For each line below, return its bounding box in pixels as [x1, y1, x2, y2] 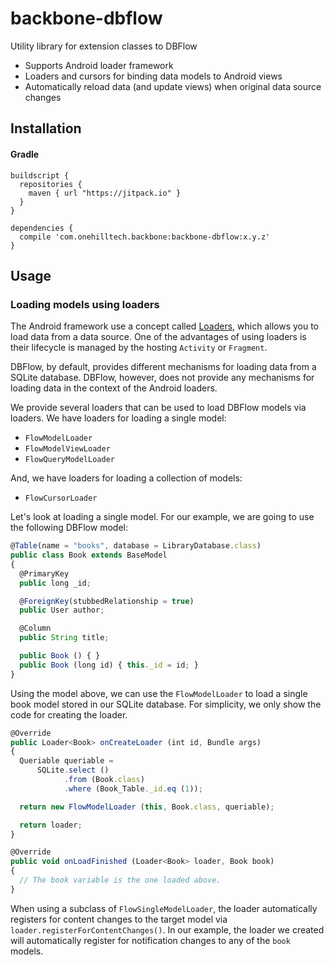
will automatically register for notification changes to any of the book [10, 934, 291, 946]
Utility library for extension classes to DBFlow [10, 40, 198, 52]
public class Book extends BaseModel [10, 550, 168, 561]
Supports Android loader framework [24, 59, 174, 71]
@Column [19, 623, 52, 634]
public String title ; [19, 633, 110, 643]
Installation [10, 120, 82, 137]
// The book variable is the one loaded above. [19, 875, 222, 886]
